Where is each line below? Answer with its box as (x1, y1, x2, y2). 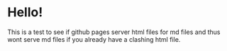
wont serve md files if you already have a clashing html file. (7, 35, 181, 43)
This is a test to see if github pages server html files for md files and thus (7, 28, 221, 36)
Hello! (7, 4, 43, 21)
